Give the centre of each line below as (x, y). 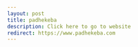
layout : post (26, 13)
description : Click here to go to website (69, 26)
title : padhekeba (32, 20)
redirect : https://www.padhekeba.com (61, 33)
